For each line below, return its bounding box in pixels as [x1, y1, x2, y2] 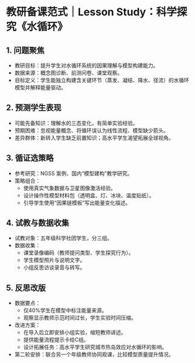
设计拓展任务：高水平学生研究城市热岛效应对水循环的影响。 [23, 344, 167, 351]
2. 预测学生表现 [6, 103, 61, 113]
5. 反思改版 [6, 283, 46, 293]
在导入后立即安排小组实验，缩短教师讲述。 [23, 329, 126, 336]
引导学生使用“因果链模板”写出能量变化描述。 [23, 199, 131, 206]
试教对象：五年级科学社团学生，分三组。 [14, 234, 112, 241]
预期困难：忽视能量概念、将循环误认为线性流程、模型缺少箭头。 [14, 127, 169, 134]
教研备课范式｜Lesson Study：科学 [6, 5, 177, 19]
